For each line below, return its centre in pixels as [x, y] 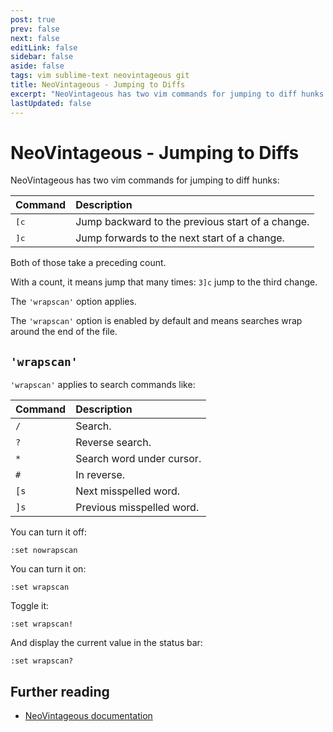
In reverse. [100, 475]
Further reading [60, 691]
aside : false [37, 66]
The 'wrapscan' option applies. [73, 302]
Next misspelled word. [128, 491]
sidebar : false [42, 57]
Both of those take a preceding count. [88, 263]
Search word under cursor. [138, 459]
